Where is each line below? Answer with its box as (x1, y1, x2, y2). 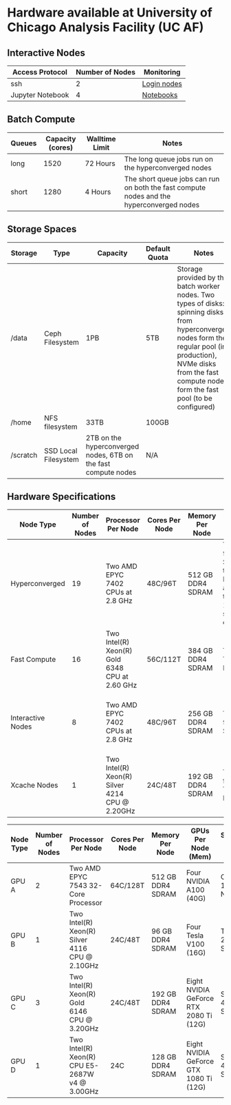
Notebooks (142, 90, 178, 99)
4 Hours (85, 187, 111, 196)
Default (145, 243, 170, 253)
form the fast (177, 385, 219, 394)
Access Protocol (12, 68, 67, 77)
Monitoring (143, 68, 181, 77)
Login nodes (142, 79, 182, 88)
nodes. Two (177, 290, 215, 299)
